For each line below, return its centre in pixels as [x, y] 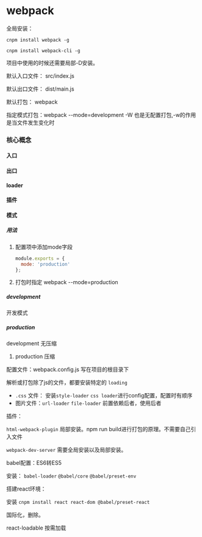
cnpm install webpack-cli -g [43, 51]
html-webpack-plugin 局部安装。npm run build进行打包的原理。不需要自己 [99, 429]
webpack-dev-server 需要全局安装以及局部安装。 [67, 450]
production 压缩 [35, 356]
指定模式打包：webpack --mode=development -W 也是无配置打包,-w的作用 [101, 115]
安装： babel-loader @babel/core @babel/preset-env [71, 476]
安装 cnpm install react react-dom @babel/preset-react [78, 502]
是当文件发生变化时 [31, 122]
